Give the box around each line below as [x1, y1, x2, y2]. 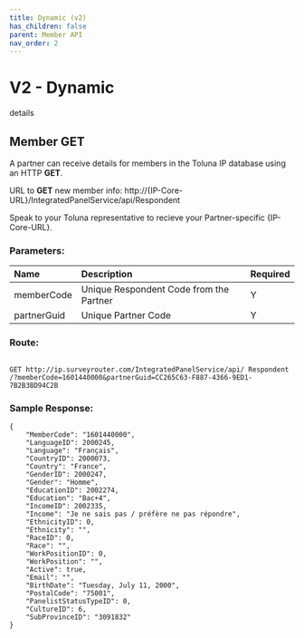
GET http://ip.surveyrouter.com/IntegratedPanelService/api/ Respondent [9, 364, 290, 374]
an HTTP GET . [9, 168, 63, 178]
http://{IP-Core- [124, 185, 184, 196]
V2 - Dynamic [9, 78, 115, 98]
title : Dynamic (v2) [9, 13, 88, 23]
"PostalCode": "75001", [25, 588, 116, 598]
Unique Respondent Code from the [81, 283, 230, 295]
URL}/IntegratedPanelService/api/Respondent [9, 195, 181, 205]
